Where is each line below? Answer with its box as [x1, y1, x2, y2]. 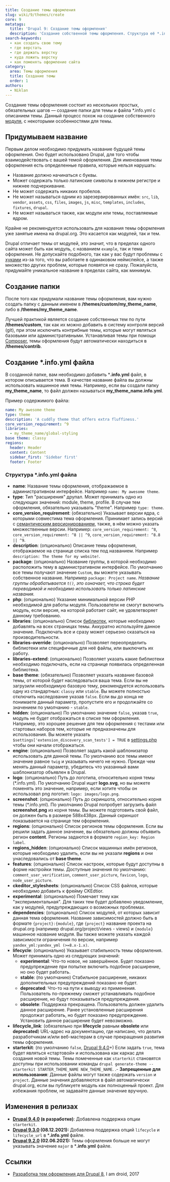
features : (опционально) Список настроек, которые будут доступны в [12, 861, 164, 867]
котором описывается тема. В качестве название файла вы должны [5, 377, 153, 383]
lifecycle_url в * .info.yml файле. [12, 1132, 85, 1138]
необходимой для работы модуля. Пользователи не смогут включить [12, 602, 164, 608]
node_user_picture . [12, 877, 53, 883]
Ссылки [5, 1157, 32, 1166]
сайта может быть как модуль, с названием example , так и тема [5, 246, 143, 252]
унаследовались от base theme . [12, 855, 82, 861]
